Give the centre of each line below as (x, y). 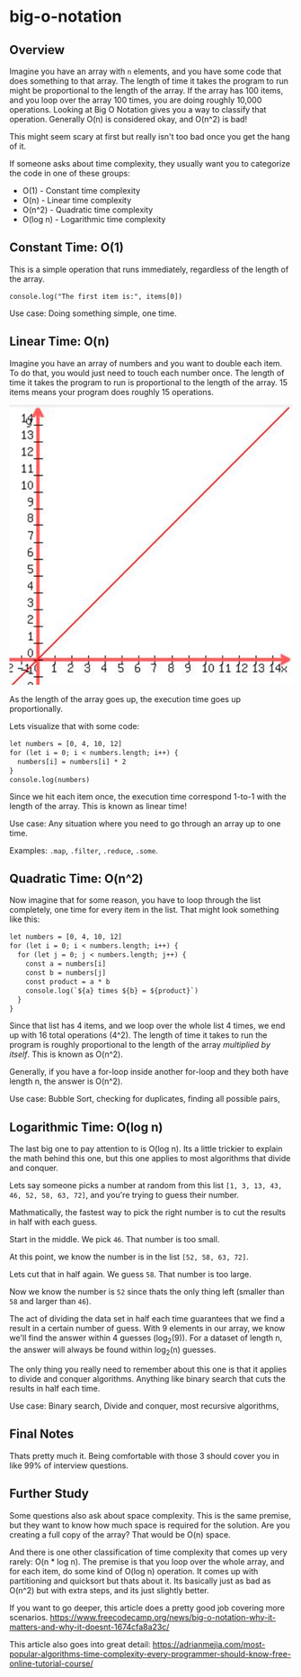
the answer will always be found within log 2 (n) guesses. (113, 1350)
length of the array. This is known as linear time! (98, 806)
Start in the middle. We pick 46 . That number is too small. (115, 1240)
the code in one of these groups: (70, 173)
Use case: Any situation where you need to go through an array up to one (145, 823)
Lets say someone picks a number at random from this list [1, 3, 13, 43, (146, 1186)
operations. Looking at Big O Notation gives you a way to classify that (138, 109)
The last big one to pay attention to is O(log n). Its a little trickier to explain (146, 1149)
